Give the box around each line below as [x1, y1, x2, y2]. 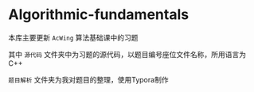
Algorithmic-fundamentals [8, 6, 190, 24]
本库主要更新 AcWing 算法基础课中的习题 [8, 33, 139, 42]
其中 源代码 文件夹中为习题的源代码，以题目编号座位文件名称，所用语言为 [8, 49, 247, 59]
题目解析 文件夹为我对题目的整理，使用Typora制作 [8, 75, 169, 84]
